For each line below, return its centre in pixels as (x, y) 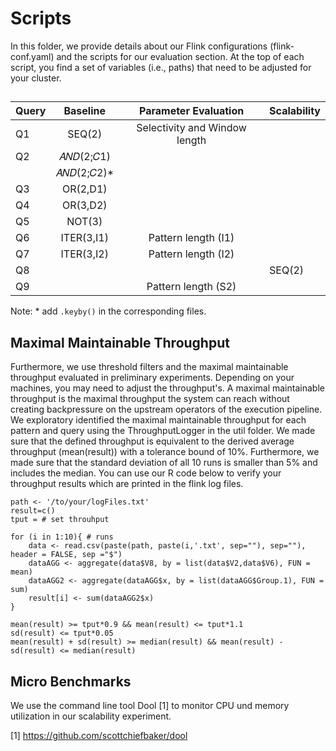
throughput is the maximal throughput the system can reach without (150, 399)
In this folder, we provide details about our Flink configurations (139, 46)
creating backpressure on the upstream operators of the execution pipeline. (166, 409)
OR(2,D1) (84, 189)
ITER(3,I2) (84, 254)
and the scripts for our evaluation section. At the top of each (180, 56)
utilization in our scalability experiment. (91, 716)
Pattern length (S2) (191, 287)
